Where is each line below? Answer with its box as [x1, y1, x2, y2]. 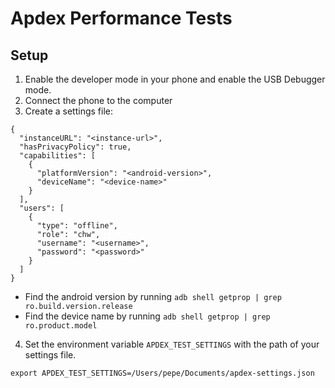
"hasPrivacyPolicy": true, [19, 142, 132, 152]
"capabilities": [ [19, 151, 97, 161]
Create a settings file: [24, 105, 114, 117]
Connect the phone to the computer [24, 95, 173, 106]
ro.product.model [24, 321, 98, 331]
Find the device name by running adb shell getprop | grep [24, 310, 271, 322]
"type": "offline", [36, 221, 118, 231]
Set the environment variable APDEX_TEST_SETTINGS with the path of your [24, 338, 320, 350]
